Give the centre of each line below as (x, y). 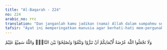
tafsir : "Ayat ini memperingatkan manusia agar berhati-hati (70, 28)
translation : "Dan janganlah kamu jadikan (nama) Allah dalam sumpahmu (81, 24)
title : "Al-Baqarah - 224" (33, 10)
